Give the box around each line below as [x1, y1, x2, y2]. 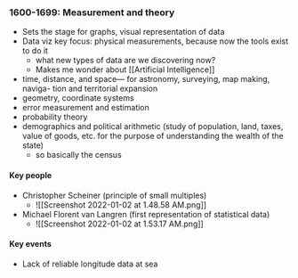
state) [21, 140, 44, 151]
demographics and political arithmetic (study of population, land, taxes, [21, 121, 284, 132]
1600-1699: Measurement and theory [9, 6, 175, 19]
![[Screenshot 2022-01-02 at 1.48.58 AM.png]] [35, 199, 207, 210]
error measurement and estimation [21, 102, 149, 113]
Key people [9, 169, 52, 180]
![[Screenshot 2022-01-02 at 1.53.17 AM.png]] [35, 218, 205, 229]
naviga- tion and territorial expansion [21, 83, 158, 94]
